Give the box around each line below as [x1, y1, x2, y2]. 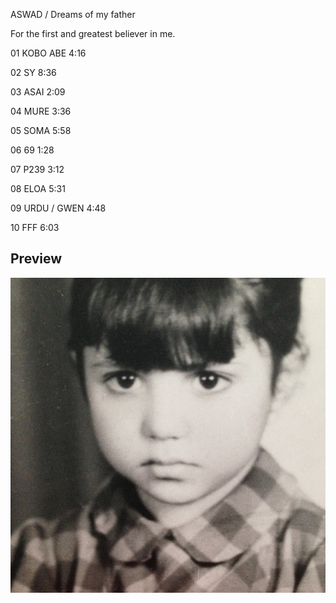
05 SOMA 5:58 [10, 125, 72, 136]
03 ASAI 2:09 [10, 86, 66, 98]
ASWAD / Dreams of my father [10, 9, 136, 20]
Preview [10, 250, 63, 268]
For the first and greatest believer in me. [10, 28, 176, 39]
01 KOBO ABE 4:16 [10, 47, 87, 59]
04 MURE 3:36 [10, 105, 72, 117]
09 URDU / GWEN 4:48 [10, 202, 107, 214]
